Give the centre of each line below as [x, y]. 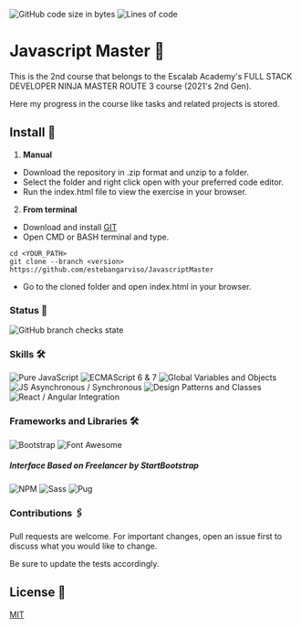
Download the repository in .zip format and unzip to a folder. [135, 172]
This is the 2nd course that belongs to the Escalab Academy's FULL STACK [151, 76]
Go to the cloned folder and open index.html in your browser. [137, 286]
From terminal [50, 209]
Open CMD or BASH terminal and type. [96, 237]
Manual [37, 154]
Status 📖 [29, 310]
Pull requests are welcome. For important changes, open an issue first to [146, 536]
